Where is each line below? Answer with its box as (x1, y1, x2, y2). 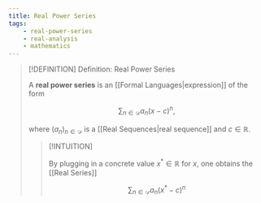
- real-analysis (23, 34, 79, 43)
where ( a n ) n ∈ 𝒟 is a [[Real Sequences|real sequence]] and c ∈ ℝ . (28, 123, 251, 136)
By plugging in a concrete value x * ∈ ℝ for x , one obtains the (48, 158, 254, 169)
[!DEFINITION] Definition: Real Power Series (28, 64, 176, 74)
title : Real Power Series (8, 11, 96, 20)
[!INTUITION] (48, 141, 94, 151)
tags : (8, 19, 27, 28)
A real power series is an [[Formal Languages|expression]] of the (28, 80, 249, 90)
